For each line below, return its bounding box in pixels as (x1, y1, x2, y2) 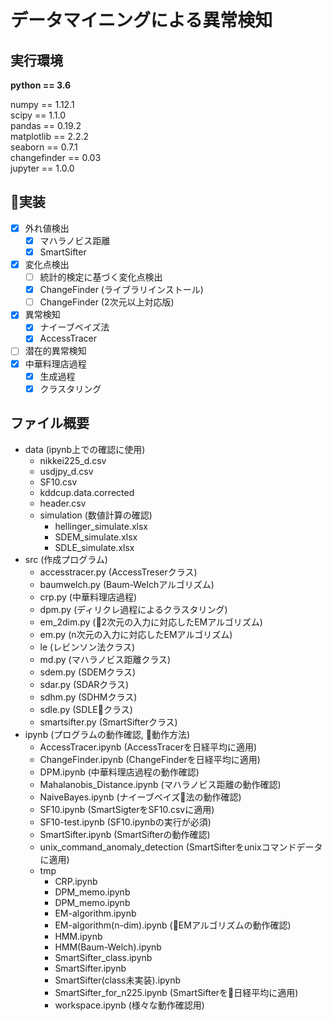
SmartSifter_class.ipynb (54, 951, 153, 963)
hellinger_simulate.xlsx (54, 520, 148, 532)
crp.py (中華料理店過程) (39, 591, 138, 603)
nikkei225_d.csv (39, 454, 107, 466)
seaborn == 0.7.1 (10, 141, 78, 153)
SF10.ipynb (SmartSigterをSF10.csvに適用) (39, 803, 215, 815)
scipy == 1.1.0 (10, 109, 67, 121)
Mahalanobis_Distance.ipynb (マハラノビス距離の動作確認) (39, 778, 282, 790)
